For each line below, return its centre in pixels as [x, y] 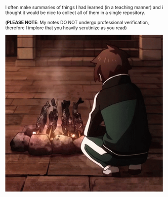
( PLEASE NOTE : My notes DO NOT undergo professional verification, [77, 22]
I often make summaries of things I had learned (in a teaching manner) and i [84, 7]
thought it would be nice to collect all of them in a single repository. [75, 13]
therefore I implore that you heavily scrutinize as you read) [66, 28]
